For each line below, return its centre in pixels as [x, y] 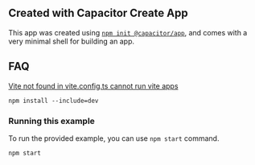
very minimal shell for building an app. [72, 41]
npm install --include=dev [53, 101]
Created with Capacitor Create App [98, 13]
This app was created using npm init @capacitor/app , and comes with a [128, 32]
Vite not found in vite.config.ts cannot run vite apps [93, 86]
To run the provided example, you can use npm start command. [114, 138]
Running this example [51, 121]
